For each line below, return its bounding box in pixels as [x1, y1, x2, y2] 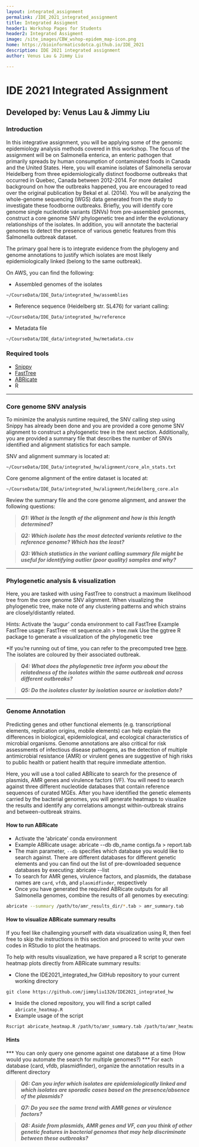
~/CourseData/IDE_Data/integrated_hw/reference [6, 314, 126, 320]
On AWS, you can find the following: [6, 269, 95, 276]
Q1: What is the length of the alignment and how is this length [20, 515, 176, 522]
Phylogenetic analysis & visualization [6, 577, 116, 585]
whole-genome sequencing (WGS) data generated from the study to [6, 196, 173, 203]
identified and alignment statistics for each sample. [6, 441, 131, 449]
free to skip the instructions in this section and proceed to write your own [6, 935, 185, 943]
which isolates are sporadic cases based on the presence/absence [20, 1086, 190, 1094]
